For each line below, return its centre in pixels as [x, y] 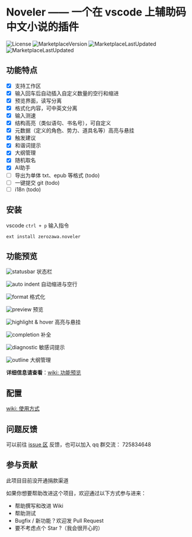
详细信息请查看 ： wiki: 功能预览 [44, 372]
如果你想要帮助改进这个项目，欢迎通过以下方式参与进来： [76, 493]
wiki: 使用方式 [23, 409]
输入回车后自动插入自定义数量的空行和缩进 [67, 93]
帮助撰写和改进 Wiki [39, 506]
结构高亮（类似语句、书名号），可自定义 [63, 123]
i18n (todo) [28, 189]
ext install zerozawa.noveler [44, 236]
